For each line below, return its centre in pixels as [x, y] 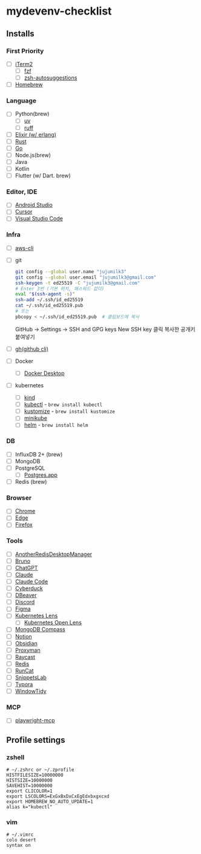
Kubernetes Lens [36, 616]
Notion [23, 636]
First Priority [25, 51]
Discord [25, 602]
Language [21, 101]
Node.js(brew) [33, 155]
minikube [35, 418]
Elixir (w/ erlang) [35, 134]
